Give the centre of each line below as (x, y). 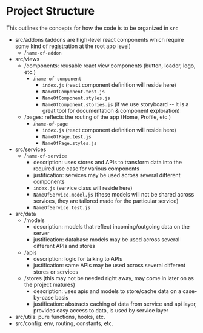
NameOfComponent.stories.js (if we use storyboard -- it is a (115, 104)
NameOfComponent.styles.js (76, 98)
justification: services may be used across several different (107, 175)
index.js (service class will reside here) (83, 188)
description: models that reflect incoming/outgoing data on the (111, 226)
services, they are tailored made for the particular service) (106, 201)
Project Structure (51, 11)
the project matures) (50, 284)
